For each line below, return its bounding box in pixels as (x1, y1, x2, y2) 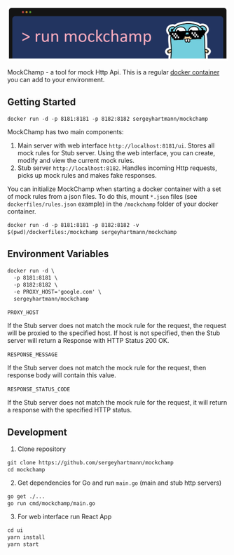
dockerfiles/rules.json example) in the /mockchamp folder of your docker (7, 200, 219, 209)
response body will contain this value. (7, 371, 117, 379)
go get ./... (7, 492, 46, 500)
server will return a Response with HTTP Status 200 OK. (7, 337, 170, 345)
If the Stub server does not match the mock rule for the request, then (7, 364, 207, 372)
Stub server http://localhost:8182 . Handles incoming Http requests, (17, 164, 217, 172)
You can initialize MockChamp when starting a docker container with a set (7, 185, 221, 193)
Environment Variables (7, 248, 109, 260)
